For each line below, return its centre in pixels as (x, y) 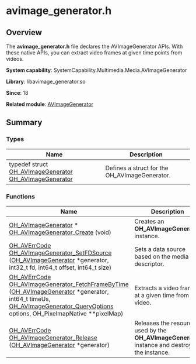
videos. (15, 59)
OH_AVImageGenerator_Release (53, 338)
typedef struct (29, 164)
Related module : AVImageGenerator (50, 104)
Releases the (152, 323)
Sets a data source (160, 249)
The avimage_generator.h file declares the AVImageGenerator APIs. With (94, 46)
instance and (152, 345)
